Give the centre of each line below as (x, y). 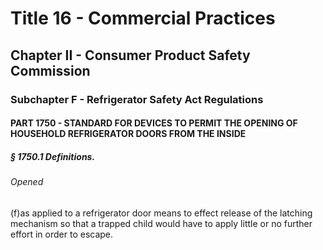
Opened (27, 182)
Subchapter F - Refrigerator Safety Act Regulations (137, 99)
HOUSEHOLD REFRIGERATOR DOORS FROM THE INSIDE (128, 134)
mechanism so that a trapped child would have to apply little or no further (161, 223)
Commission (50, 70)
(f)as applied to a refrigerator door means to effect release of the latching (161, 213)
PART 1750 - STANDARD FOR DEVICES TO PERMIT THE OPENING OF (154, 123)
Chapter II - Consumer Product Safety (130, 55)
